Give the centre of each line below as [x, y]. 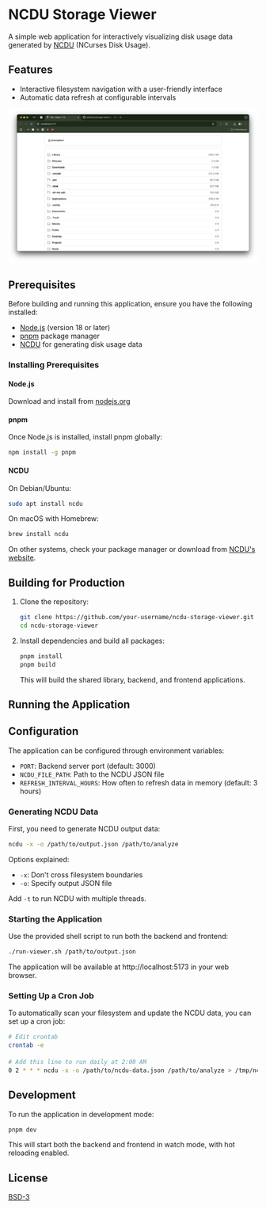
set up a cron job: [37, 1021]
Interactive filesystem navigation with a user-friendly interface [121, 89]
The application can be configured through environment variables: [116, 751]
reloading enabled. [39, 1153]
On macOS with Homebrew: [53, 519]
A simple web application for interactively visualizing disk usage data [121, 36]
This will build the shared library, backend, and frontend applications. [132, 679]
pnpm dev [23, 1130]
